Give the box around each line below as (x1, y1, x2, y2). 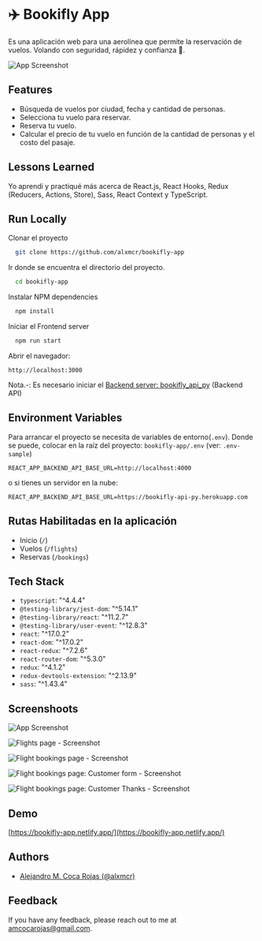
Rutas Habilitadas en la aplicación (8, 515, 177, 528)
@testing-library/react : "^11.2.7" (19, 612, 129, 622)
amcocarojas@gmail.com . (8, 923, 93, 932)
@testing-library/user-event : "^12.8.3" (19, 621, 148, 630)
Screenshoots (8, 702, 79, 715)
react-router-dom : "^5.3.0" (19, 654, 106, 664)
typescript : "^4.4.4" (19, 596, 86, 605)
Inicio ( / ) (19, 535, 49, 544)
